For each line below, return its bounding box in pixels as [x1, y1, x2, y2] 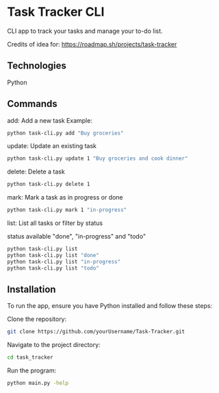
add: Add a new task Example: [7, 116, 92, 124]
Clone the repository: [7, 315, 67, 323]
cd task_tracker [7, 354, 53, 361]
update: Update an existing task [7, 142, 97, 150]
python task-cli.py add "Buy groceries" [7, 130, 125, 136]
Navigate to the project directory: [7, 341, 101, 349]
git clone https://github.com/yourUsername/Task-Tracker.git [7, 329, 185, 335]
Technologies [7, 60, 67, 72]
